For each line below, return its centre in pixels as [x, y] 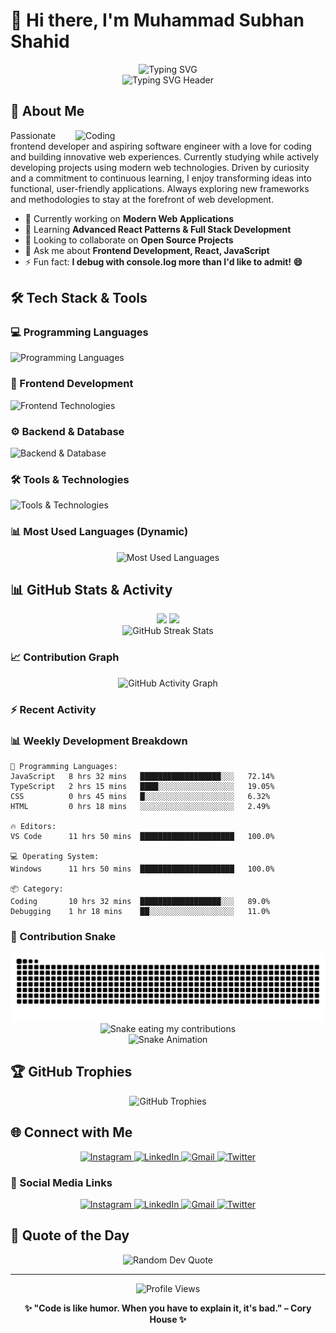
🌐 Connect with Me [71, 1132]
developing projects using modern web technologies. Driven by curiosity [160, 167]
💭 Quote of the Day [70, 1235]
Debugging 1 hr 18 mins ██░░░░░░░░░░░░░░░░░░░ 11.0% [140, 911]
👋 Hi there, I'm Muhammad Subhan [157, 20]
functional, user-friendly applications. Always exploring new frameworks [160, 188]
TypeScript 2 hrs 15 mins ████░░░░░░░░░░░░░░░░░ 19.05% [142, 786]
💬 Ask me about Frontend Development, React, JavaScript [147, 250]
